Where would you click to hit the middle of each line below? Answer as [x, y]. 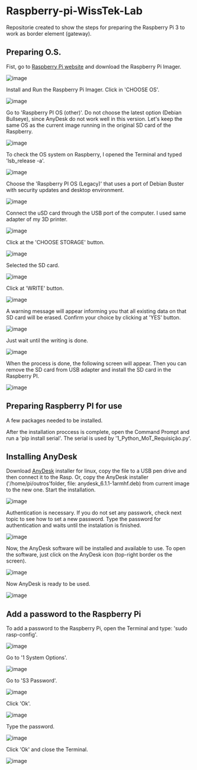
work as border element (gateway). [49, 33]
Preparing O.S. [34, 52]
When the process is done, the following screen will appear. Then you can [96, 363]
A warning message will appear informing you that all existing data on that [96, 311]
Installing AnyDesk [42, 457]
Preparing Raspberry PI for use [64, 406]
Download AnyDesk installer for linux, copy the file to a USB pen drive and [96, 471]
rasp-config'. [22, 635]
